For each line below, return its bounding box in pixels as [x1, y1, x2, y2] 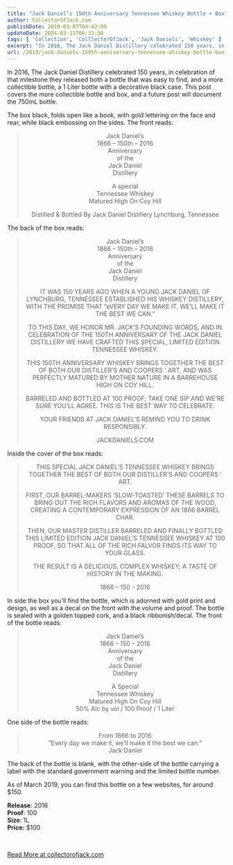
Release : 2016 [7, 801, 49, 809]
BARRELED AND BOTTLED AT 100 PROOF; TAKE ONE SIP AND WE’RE [25, 394, 225, 403]
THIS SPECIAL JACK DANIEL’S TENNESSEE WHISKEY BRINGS [35, 462, 214, 471]
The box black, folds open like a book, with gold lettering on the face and [7, 110, 216, 119]
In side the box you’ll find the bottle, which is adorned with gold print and [7, 596, 216, 605]
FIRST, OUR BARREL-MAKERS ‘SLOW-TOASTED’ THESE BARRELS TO [26, 491, 225, 499]
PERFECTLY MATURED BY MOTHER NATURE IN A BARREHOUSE [32, 373, 218, 382]
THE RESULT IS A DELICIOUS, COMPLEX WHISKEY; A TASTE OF [33, 562, 218, 570]
